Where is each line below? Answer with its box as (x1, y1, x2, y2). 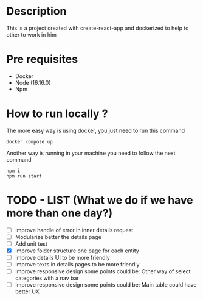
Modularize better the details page (15, 233, 102, 240)
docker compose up (6, 138, 53, 145)
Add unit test (15, 240, 47, 248)
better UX (15, 288, 40, 295)
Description (6, 4, 67, 18)
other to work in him (6, 30, 57, 38)
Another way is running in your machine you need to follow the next (6, 149, 176, 157)
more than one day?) (6, 206, 113, 220)
